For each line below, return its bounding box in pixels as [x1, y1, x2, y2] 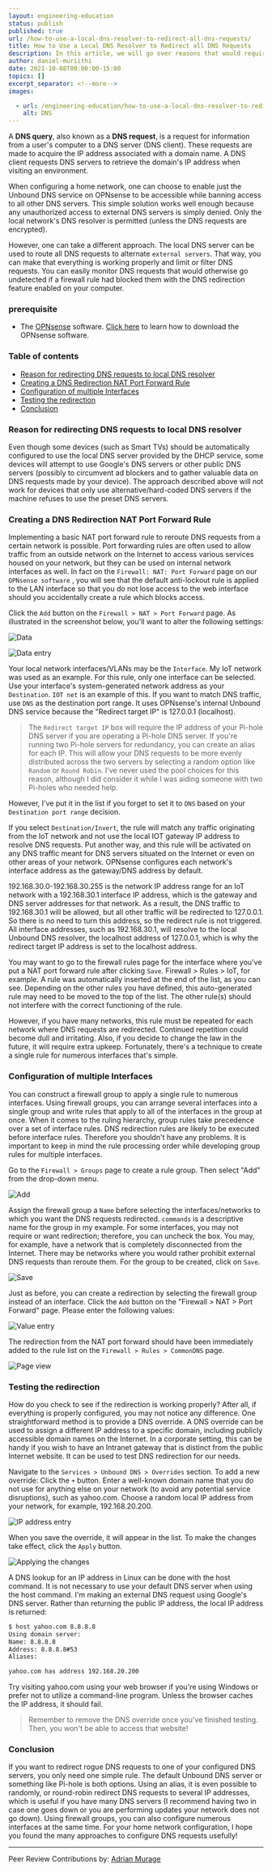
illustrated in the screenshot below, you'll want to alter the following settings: [8, 617, 264, 627]
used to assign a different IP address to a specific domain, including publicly [8, 1425, 263, 1435]
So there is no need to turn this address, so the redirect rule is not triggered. [8, 916, 262, 925]
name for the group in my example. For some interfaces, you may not [8, 1222, 239, 1232]
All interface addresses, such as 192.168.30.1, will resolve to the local [8, 925, 237, 934]
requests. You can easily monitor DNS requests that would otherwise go [8, 266, 249, 276]
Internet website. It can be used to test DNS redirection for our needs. [8, 1451, 241, 1461]
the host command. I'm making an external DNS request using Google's [8, 1589, 247, 1599]
